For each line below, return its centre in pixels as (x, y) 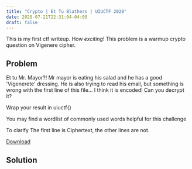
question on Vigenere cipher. (41, 45)
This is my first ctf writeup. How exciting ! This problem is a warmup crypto (96, 39)
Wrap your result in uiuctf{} (39, 108)
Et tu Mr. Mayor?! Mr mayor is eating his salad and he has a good (84, 78)
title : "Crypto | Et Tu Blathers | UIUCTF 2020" (66, 11)
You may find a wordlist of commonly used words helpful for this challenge (96, 119)
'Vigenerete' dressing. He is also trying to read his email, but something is (95, 84)
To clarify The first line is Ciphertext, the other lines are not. (78, 130)
